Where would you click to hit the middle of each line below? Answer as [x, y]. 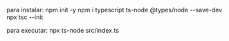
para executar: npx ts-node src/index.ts [63, 30]
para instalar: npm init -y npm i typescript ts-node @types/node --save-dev [114, 10]
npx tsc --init [25, 17]
